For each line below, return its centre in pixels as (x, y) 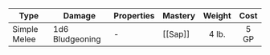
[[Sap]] (176, 34)
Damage (80, 16)
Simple (25, 29)
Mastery (179, 16)
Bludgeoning (77, 39)
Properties (134, 16)
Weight (217, 16)
